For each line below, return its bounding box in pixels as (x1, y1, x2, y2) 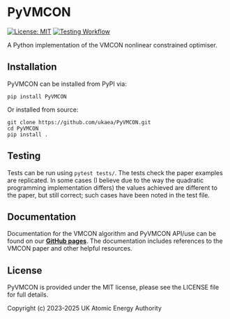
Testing (7, 150, 41, 162)
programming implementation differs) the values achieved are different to (7, 183, 218, 192)
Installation (7, 61, 57, 73)
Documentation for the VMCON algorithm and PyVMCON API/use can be (7, 230, 216, 238)
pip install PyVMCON (7, 93, 68, 100)
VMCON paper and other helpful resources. (7, 244, 132, 253)
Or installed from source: (7, 105, 79, 114)
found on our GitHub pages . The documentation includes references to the (7, 237, 223, 245)
